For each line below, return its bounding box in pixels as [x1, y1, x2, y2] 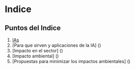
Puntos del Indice [5, 24, 61, 32]
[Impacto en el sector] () [12, 48, 63, 53]
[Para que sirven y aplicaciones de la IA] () [12, 42, 102, 48]
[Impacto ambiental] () [12, 53, 59, 59]
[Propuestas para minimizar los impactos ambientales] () [12, 58, 130, 64]
